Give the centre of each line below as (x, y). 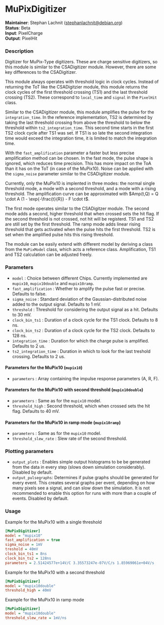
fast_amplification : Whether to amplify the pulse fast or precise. (79, 288)
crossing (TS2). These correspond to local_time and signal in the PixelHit (81, 97)
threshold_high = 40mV (28, 591)
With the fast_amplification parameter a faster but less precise (70, 153)
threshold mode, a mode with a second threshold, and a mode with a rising (81, 189)
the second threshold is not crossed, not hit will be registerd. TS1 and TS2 (80, 219)
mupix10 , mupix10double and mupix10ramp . (53, 283)
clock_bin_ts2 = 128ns (28, 558)
